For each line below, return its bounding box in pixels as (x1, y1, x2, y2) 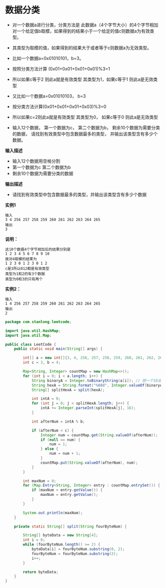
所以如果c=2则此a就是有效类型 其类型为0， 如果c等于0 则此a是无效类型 (12, 114, 158, 120)
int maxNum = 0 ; (23, 479, 56, 483)
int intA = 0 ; (31, 396, 61, 401)
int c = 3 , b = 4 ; (23, 360, 61, 365)
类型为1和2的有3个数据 (5, 271, 45, 276)
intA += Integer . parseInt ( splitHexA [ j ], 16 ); (40, 406, 136, 411)
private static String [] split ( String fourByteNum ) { (14, 524, 127, 529)
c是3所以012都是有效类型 (5, 266, 49, 271)
